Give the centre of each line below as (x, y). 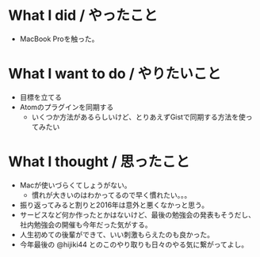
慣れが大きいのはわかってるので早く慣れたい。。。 (111, 195)
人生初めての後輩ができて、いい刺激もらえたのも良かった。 (117, 234)
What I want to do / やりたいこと (115, 74)
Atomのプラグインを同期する (67, 107)
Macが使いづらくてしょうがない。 (75, 185)
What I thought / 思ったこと (99, 162)
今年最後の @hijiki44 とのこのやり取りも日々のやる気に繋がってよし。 (134, 244)
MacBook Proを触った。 (59, 39)
